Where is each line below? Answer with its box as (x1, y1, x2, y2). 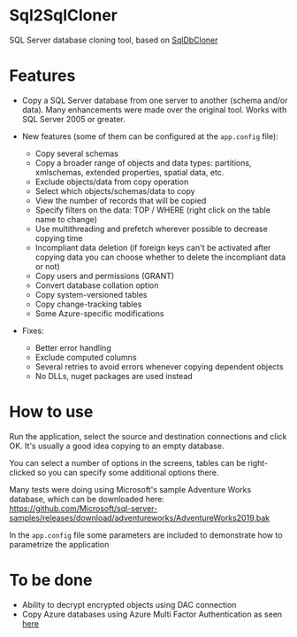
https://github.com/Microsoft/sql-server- (9, 502, 158, 514)
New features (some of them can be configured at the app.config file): (21, 130, 278, 142)
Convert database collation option (34, 280, 159, 291)
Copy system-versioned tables (34, 289, 148, 299)
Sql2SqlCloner (9, 5, 118, 26)
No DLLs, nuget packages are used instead (34, 370, 193, 381)
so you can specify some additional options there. (36, 467, 219, 478)
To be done (9, 571, 93, 590)
